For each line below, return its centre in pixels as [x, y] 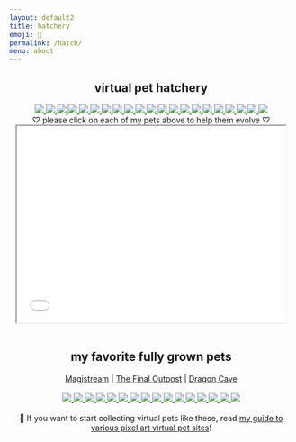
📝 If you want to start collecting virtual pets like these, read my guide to [151, 418]
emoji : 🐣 [26, 34]
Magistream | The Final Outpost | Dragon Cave [151, 378]
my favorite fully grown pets [151, 357]
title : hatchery [40, 26]
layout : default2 [42, 18]
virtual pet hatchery [151, 88]
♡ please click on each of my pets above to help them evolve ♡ [151, 120]
